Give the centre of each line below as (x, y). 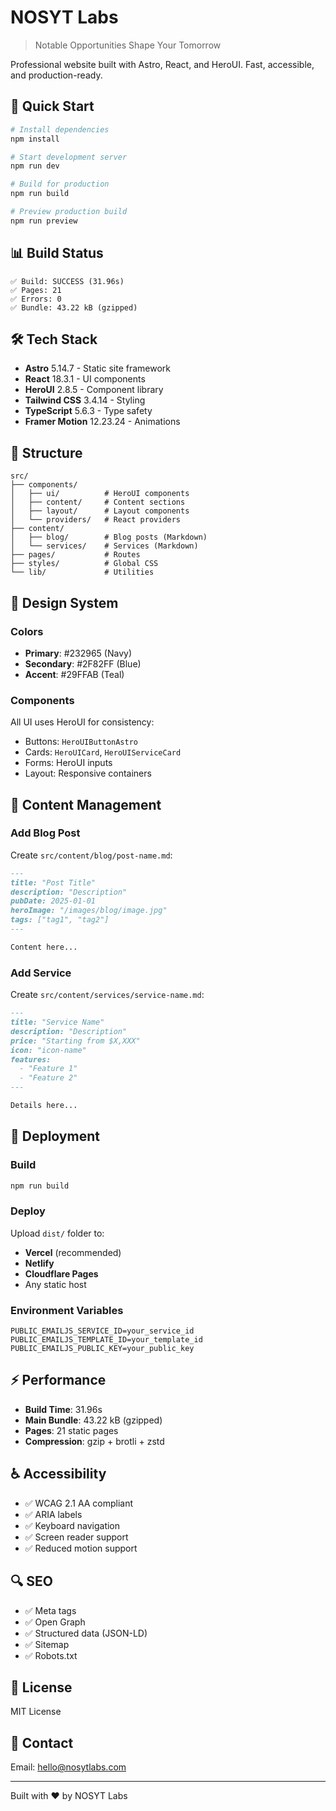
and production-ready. (56, 75)
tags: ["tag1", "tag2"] (60, 920)
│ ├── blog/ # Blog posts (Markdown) (109, 537)
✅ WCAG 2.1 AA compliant (79, 1503)
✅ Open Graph (55, 1622)
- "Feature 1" (48, 1069)
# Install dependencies (60, 129)
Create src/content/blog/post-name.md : (91, 855)
